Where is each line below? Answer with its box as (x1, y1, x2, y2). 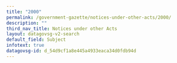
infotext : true (6, 43, 45, 49)
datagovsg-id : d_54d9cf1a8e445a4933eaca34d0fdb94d (6, 48, 137, 54)
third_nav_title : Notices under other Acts (6, 25, 118, 32)
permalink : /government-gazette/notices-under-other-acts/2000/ (6, 14, 172, 20)
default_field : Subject (6, 37, 66, 43)
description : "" (6, 20, 47, 26)
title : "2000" (6, 8, 42, 15)
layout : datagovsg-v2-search (6, 31, 80, 37)
